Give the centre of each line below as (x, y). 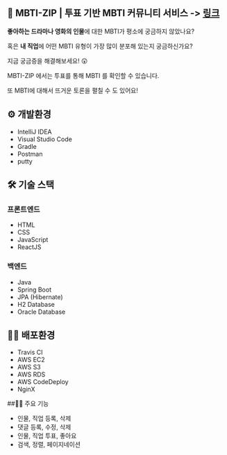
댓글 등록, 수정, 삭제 (44, 427)
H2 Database (36, 304)
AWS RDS (31, 374)
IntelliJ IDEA (34, 131)
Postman (30, 154)
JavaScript (33, 240)
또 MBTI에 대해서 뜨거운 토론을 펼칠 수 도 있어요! (73, 90)
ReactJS (29, 247)
